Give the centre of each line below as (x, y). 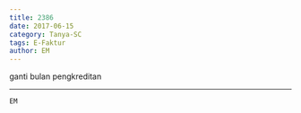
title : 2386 (31, 17)
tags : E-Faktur (38, 43)
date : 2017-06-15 (42, 26)
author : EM (30, 51)
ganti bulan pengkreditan (56, 76)
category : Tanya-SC (46, 34)
